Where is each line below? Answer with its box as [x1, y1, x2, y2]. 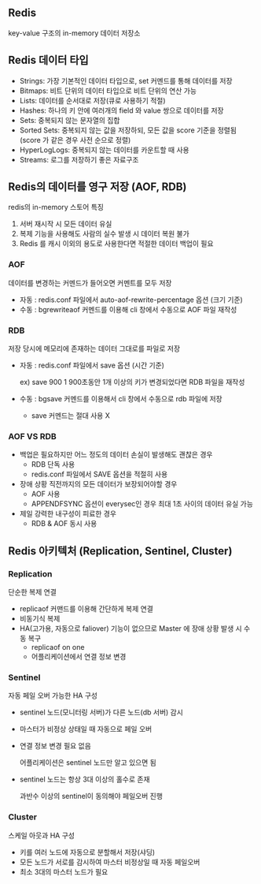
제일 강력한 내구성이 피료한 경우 [19, 509, 116, 519]
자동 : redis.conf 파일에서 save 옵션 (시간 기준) [19, 360, 165, 370]
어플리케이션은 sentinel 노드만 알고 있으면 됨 [19, 758, 157, 767]
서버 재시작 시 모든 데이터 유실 [19, 219, 112, 229]
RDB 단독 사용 [31, 460, 75, 469]
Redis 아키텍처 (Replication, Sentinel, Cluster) [8, 544, 233, 558]
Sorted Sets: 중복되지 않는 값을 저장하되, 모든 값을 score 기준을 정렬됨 [19, 125, 237, 135]
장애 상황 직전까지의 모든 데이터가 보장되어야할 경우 [19, 479, 178, 489]
